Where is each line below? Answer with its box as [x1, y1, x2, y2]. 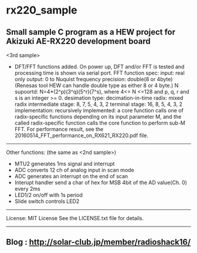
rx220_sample [6, 4, 77, 17]
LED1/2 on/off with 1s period [14, 192, 83, 198]
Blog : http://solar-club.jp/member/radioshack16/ [6, 237, 191, 247]
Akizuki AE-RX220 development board [6, 36, 151, 46]
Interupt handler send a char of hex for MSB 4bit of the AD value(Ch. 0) [14, 179, 188, 186]
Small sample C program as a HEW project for [6, 27, 176, 37]
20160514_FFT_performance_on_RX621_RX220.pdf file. [14, 132, 148, 139]
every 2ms [14, 185, 40, 192]
